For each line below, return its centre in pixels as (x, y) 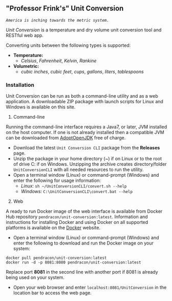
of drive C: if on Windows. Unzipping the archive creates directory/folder (90, 164)
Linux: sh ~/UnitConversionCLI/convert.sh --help (74, 186)
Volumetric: (26, 66)
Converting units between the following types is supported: (68, 45)
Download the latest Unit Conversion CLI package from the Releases (87, 148)
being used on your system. (35, 277)
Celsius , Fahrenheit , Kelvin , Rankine (59, 61)
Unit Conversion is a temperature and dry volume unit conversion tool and (84, 30)
